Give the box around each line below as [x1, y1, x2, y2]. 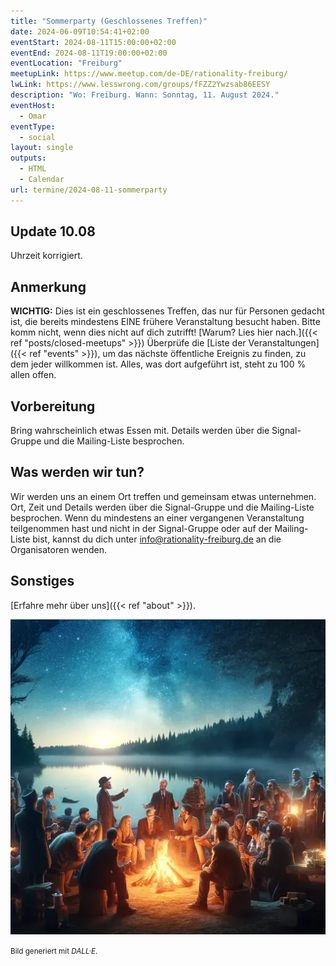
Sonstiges [10, 573, 75, 590]
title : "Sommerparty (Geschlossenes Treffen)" [10, 16, 208, 26]
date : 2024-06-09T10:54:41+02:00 [10, 26, 150, 37]
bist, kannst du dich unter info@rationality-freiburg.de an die [32, 533, 282, 545]
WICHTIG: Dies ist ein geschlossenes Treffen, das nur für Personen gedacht [10, 305, 325, 317]
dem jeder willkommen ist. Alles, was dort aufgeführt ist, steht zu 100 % [10, 358, 307, 370]
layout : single [10, 143, 74, 153]
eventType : [10, 121, 56, 132]
